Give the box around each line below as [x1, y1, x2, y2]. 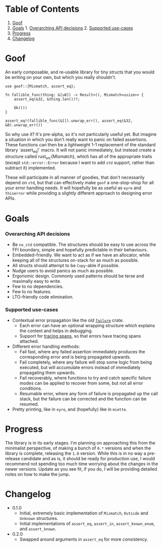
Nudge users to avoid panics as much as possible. [12, 268, 114, 273]
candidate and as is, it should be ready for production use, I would [21, 456, 155, 462]
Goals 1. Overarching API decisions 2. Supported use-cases [12, 25, 134, 31]
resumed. [19, 401, 39, 407]
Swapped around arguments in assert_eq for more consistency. [19, 536, 148, 543]
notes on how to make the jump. [5, 472, 70, 478]
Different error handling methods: [12, 343, 80, 349]
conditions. [19, 385, 43, 391]
